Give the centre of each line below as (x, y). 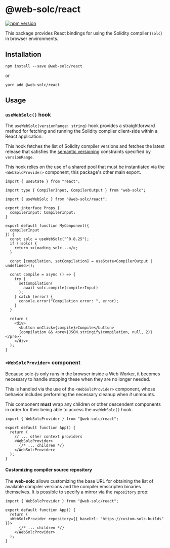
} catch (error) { (34, 297)
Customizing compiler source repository (49, 470)
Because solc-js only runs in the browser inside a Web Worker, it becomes (83, 374)
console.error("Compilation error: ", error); (69, 301)
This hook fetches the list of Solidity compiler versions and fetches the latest (85, 146)
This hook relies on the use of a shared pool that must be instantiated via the (85, 167)
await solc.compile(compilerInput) (61, 288)
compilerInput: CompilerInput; (43, 213)
